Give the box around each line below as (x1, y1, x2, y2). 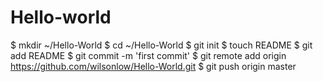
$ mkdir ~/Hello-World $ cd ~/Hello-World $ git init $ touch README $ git (10, 39, 313, 51)
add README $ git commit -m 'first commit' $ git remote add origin (10, 49, 287, 61)
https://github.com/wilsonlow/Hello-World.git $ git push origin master (10, 60, 297, 72)
